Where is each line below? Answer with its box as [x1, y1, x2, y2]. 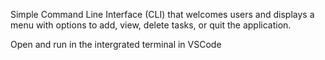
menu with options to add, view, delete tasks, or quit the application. [10, 19, 292, 31]
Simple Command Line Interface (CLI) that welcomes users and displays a [10, 9, 315, 20]
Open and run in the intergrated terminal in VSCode [10, 39, 222, 50]
